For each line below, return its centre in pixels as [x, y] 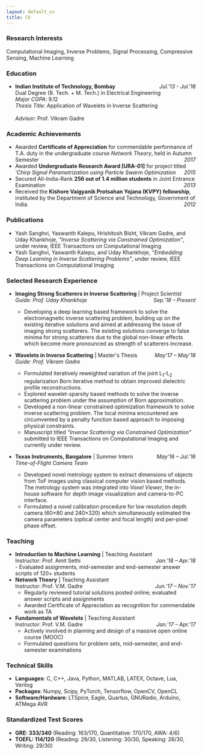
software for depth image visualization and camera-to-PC [112, 494]
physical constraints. [50, 426]
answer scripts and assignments [64, 599]
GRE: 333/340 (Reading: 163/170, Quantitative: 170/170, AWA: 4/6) [97, 733]
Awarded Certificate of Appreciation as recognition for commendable [109, 605]
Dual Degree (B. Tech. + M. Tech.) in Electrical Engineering [88, 93]
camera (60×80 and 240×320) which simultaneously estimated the [107, 513]
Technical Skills [30, 666]
